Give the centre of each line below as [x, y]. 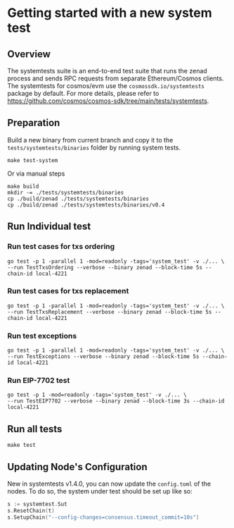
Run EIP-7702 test [39, 381]
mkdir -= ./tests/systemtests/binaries [66, 192]
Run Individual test [49, 227]
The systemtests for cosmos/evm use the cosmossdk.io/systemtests [106, 86]
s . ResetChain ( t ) [31, 510]
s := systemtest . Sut [38, 504]
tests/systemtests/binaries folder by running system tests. [94, 147]
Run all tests [35, 429]
